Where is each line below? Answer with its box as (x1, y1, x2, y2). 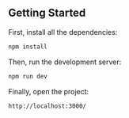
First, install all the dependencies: (8, 27, 118, 36)
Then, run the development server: (8, 57, 122, 67)
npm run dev (8, 72, 47, 80)
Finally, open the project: (8, 86, 89, 96)
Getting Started (8, 6, 86, 20)
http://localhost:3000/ (8, 102, 87, 110)
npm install (8, 43, 47, 51)
